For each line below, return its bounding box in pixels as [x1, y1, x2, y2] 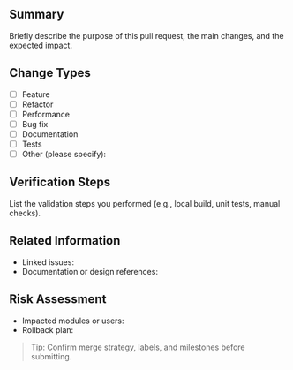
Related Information [9, 233, 121, 248]
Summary [9, 7, 64, 22]
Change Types [9, 65, 91, 80]
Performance [21, 109, 71, 119]
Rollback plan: [21, 324, 74, 335]
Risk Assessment [9, 291, 107, 307]
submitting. [30, 351, 72, 361]
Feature [21, 88, 50, 100]
